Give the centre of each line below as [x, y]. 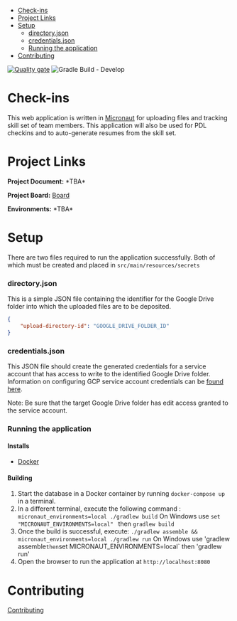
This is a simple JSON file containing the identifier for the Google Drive [111, 299]
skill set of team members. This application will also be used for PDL [107, 125]
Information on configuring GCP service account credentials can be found [115, 382]
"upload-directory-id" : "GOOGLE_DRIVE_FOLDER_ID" [95, 326]
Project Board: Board [38, 195]
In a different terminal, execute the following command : [99, 509]
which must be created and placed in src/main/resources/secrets [104, 265]
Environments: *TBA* [40, 208]
